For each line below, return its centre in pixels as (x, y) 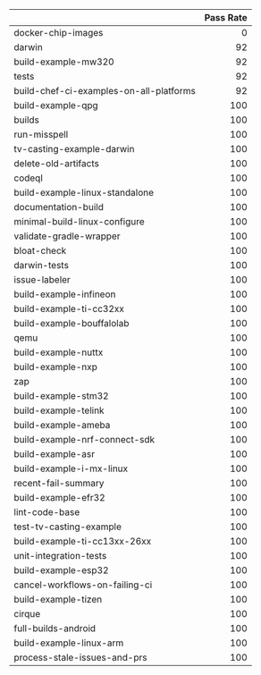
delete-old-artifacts (57, 163)
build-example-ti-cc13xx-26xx (83, 541)
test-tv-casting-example (68, 527)
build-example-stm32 (61, 396)
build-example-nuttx (59, 352)
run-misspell (41, 135)
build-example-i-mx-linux (71, 468)
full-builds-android (55, 628)
